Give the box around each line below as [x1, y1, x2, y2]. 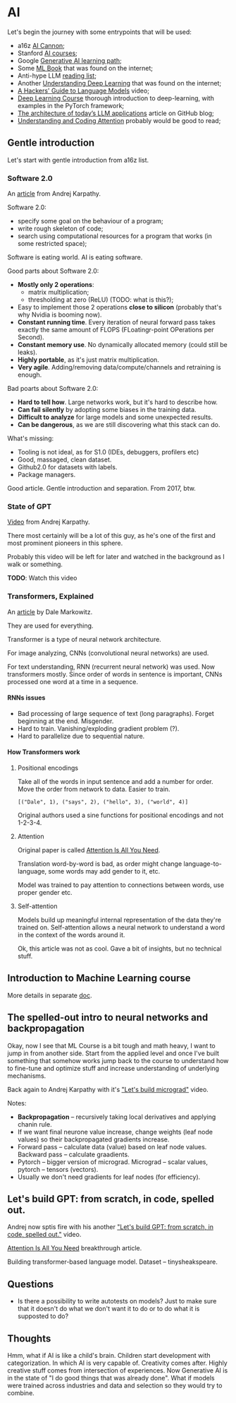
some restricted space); [17, 240, 87, 248]
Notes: [7, 1098, 27, 1107]
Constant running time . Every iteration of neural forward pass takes [17, 318, 216, 327]
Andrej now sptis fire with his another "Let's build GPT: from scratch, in [7, 1223, 213, 1231]
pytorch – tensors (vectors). [17, 1165, 99, 1173]
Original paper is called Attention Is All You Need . [17, 846, 161, 855]
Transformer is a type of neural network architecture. [7, 635, 162, 643]
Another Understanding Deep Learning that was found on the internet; [17, 78, 222, 87]
